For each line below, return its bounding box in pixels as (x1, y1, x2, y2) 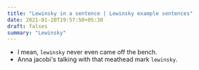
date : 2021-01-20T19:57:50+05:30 (7, 16, 104, 23)
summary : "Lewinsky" (7, 29, 67, 36)
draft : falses (7, 23, 48, 30)
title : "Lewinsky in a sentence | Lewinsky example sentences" (7, 10, 193, 17)
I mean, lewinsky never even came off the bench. (17, 48, 158, 56)
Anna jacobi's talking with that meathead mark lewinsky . (17, 56, 178, 64)
